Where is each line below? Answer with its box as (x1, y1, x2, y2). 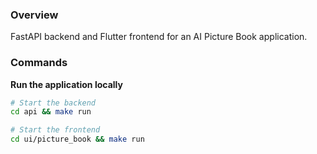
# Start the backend (10, 98, 97, 108)
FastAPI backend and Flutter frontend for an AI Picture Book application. (10, 31, 308, 43)
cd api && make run (10, 107, 92, 117)
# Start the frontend (10, 125, 101, 135)
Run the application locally (10, 78, 123, 90)
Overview (10, 8, 59, 22)
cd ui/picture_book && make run (10, 134, 145, 145)
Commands (10, 56, 68, 70)
